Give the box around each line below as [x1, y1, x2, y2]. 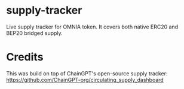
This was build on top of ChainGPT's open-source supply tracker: [6, 69, 168, 77]
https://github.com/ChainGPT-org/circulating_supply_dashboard [6, 76, 164, 83]
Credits [6, 50, 44, 64]
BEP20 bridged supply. [6, 29, 63, 36]
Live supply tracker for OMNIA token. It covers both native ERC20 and [6, 23, 178, 30]
